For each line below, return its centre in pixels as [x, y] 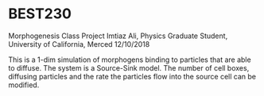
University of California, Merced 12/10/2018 [79, 44]
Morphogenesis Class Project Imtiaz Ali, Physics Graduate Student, [118, 36]
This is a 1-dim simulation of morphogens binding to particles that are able [130, 60]
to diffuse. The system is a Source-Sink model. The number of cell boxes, [129, 67]
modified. [24, 85]
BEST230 [40, 14]
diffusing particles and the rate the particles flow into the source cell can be [132, 76]
